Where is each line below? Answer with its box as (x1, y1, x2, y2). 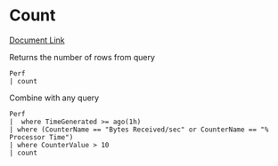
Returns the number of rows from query (9, 51, 156, 62)
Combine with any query (9, 92, 100, 103)
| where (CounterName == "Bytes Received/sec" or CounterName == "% (9, 125, 269, 134)
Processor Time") (9, 132, 74, 142)
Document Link (9, 35, 65, 45)
